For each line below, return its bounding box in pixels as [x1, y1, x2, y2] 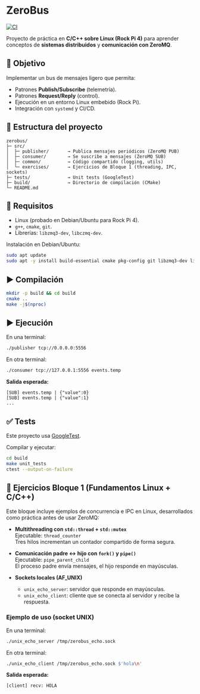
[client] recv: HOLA [6, 683, 58, 689]
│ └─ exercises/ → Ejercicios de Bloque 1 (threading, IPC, [6, 164, 177, 170]
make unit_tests [6, 460, 46, 466]
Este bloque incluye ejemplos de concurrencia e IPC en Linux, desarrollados [6, 508, 193, 515]
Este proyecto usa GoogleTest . [6, 432, 82, 439]
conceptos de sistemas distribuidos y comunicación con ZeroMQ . [6, 41, 172, 48]
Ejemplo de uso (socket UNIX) [6, 613, 94, 621]
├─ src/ [6, 143, 26, 149]
